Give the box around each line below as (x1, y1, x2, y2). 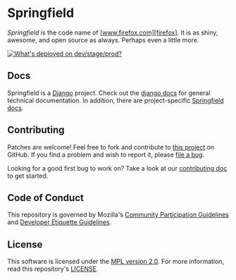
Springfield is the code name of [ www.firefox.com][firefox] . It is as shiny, (7, 28, 218, 37)
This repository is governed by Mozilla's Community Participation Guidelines (7, 210, 229, 219)
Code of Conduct (7, 192, 85, 204)
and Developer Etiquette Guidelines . (7, 218, 112, 226)
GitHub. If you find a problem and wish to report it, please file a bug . (7, 150, 205, 159)
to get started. (7, 171, 49, 180)
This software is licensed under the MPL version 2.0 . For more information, (7, 257, 224, 266)
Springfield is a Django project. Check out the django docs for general (7, 88, 211, 97)
